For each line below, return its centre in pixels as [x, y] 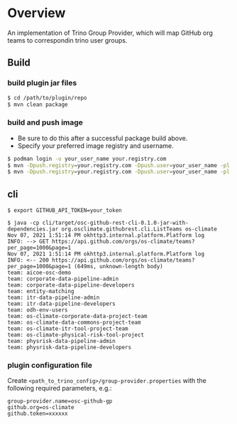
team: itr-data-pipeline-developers [61, 304]
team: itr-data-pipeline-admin [54, 298]
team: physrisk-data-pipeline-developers [70, 348]
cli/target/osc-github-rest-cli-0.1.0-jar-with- [116, 223]
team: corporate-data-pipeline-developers [71, 285]
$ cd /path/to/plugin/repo [47, 97]
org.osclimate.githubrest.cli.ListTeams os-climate [139, 229]
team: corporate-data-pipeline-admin [63, 279]
